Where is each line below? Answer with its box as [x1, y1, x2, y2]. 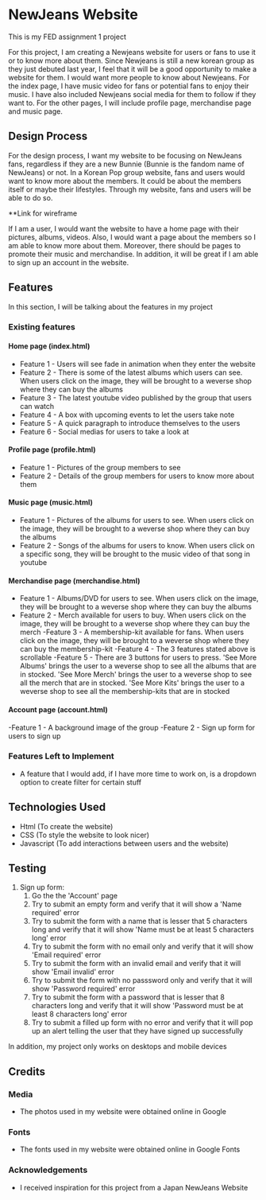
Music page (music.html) [8, 497, 94, 507]
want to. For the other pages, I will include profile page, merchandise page [8, 98, 252, 107]
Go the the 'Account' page [31, 891, 118, 901]
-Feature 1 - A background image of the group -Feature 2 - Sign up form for [8, 723, 256, 732]
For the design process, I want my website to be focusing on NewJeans [8, 150, 242, 160]
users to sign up [8, 731, 61, 741]
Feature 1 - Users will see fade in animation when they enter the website [19, 359, 256, 368]
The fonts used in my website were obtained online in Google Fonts [19, 1144, 241, 1155]
